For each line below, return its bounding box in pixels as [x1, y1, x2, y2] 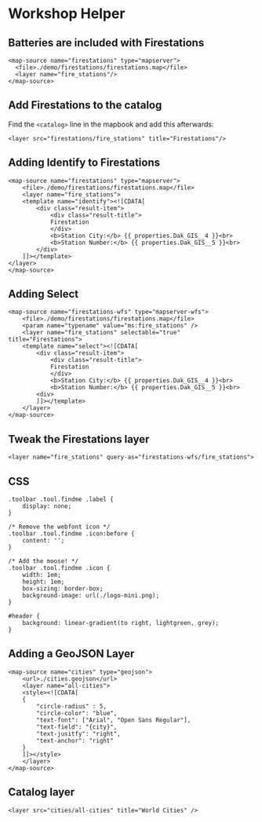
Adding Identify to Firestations [8, 156, 161, 170]
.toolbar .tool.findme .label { [8, 495, 114, 503]
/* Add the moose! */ [8, 557, 79, 565]
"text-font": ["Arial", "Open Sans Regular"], [36, 716, 191, 724]
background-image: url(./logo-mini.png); [22, 592, 159, 600]
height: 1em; [22, 578, 65, 586]
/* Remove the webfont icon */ [8, 523, 111, 531]
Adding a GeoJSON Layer [8, 647, 135, 660]
